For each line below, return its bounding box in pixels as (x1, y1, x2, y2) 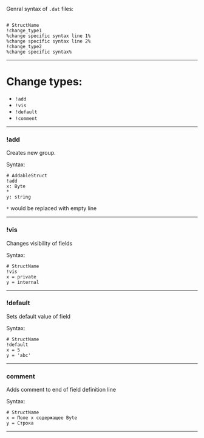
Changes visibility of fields (6, 239, 73, 247)
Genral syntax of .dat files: (6, 5, 74, 12)
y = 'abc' (6, 352, 32, 358)
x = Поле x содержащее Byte (6, 415, 78, 421)
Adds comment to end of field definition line (6, 386, 117, 394)
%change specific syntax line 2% (6, 38, 91, 44)
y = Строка (6, 420, 34, 426)
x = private (6, 274, 36, 280)
